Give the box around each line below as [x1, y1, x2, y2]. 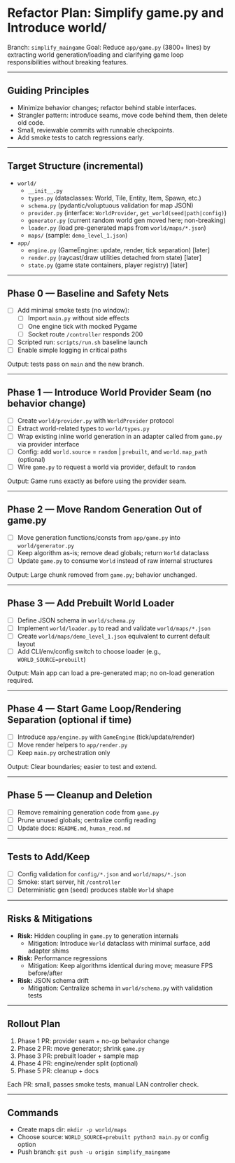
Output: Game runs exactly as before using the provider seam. [7, 477, 187, 485]
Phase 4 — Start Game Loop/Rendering [7, 703, 182, 715]
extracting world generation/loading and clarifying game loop [7, 50, 184, 59]
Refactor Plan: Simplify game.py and [7, 5, 225, 21]
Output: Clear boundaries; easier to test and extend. [7, 762, 157, 770]
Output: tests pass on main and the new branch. [7, 360, 145, 368]
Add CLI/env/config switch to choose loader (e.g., [17, 647, 162, 655]
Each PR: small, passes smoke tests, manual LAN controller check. [7, 1080, 199, 1088]
